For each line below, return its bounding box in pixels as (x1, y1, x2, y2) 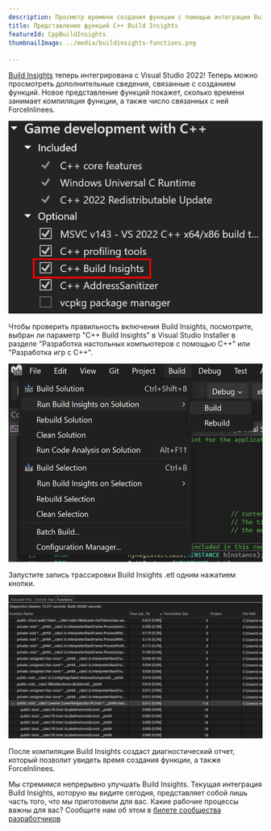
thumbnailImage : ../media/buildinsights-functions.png (8, 39, 197, 47)
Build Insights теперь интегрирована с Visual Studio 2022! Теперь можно (8, 70, 258, 80)
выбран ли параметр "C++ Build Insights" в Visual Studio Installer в (8, 330, 236, 340)
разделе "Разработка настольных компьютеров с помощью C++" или (8, 339, 251, 349)
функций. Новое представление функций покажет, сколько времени (8, 87, 244, 97)
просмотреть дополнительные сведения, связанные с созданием (8, 79, 236, 89)
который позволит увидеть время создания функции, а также (8, 755, 222, 765)
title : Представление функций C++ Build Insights (8, 21, 179, 30)
